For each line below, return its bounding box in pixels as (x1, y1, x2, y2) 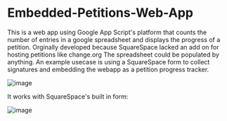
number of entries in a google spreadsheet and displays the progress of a (7, 35, 221, 43)
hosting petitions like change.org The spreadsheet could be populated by (7, 50, 220, 59)
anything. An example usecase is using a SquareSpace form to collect (7, 57, 210, 66)
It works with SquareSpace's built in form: (7, 92, 129, 101)
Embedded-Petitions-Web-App (7, 5, 193, 21)
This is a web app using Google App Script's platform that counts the (7, 28, 207, 36)
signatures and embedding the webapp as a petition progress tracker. (7, 65, 209, 73)
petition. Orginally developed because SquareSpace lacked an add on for (7, 43, 219, 51)
